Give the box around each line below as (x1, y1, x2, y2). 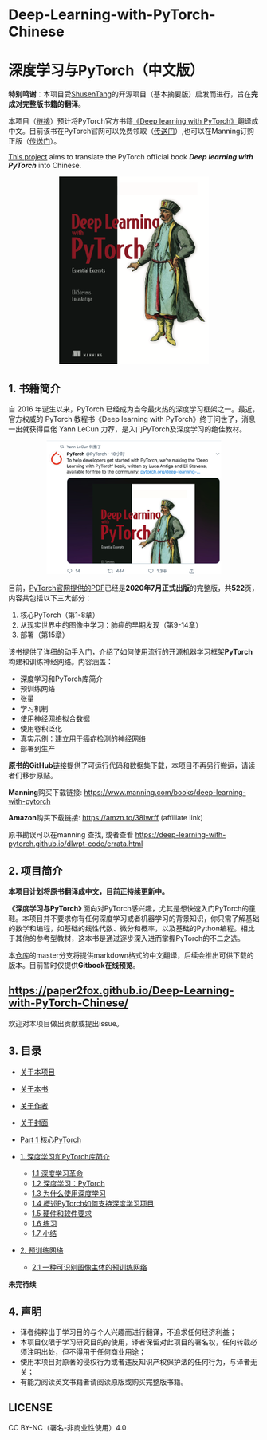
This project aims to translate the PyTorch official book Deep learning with (8, 152, 253, 162)
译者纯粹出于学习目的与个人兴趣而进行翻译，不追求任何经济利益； (19, 1328, 237, 1337)
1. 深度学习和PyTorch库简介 (19, 1151, 110, 1161)
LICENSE (8, 1401, 53, 1414)
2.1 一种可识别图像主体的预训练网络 (31, 1262, 147, 1272)
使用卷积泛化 (19, 724, 62, 734)
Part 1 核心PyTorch (19, 1135, 82, 1144)
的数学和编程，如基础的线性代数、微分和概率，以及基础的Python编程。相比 (8, 923, 255, 934)
